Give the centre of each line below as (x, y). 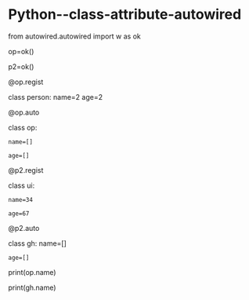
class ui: (22, 185)
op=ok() (21, 51)
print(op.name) (32, 272)
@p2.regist (26, 170)
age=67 (19, 214)
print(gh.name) (32, 287)
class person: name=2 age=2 (56, 97)
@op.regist (26, 82)
